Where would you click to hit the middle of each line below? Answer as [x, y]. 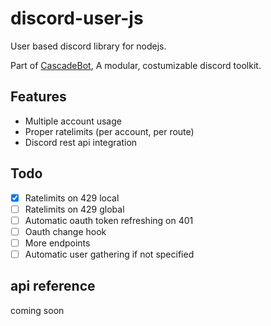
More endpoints [57, 243]
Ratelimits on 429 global [74, 209]
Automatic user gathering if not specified [109, 254]
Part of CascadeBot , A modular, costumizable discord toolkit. [136, 65]
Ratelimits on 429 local [72, 198]
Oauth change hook [65, 231]
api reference [53, 286]
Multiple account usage [73, 121]
